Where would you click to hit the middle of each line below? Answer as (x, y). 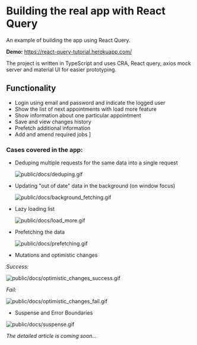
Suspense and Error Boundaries (54, 313)
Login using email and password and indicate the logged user (90, 102)
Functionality (31, 88)
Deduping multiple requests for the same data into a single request (96, 163)
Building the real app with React (86, 11)
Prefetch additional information (53, 128)
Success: (18, 267)
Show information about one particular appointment (78, 115)
